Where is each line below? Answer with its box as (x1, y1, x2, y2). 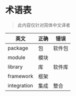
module (7, 53, 26, 60)
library (7, 63, 23, 70)
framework (7, 72, 33, 79)
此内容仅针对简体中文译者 (17, 22, 70, 28)
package (7, 44, 28, 51)
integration (7, 82, 33, 89)
